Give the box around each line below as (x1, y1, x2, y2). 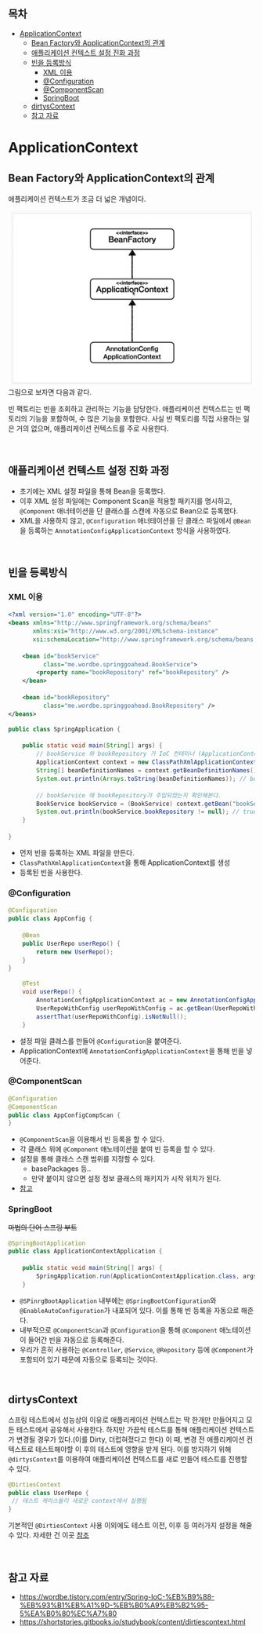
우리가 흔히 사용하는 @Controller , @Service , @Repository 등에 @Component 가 (19, 1344, 254, 1354)
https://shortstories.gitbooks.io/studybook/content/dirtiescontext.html (19, 1617, 246, 1626)
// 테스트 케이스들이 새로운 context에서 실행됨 (11, 1497, 147, 1505)
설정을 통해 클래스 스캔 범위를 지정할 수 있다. (19, 1154, 156, 1164)
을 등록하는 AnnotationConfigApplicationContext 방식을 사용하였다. (19, 525, 231, 535)
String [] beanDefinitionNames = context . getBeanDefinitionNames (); (36, 767, 261, 775)
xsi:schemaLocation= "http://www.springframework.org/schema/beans (32, 635, 254, 644)
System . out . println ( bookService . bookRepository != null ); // (36, 808, 240, 816)
